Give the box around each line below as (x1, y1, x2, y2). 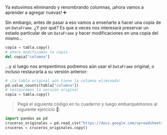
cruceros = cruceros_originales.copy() (5, 125, 88, 130)
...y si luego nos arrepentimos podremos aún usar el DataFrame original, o (5, 63, 155, 69)
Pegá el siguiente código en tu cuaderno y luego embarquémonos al (17, 101, 158, 107)
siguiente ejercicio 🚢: (17, 107, 61, 113)
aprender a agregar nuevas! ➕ (5, 9, 67, 15)
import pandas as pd (5, 116, 48, 121)
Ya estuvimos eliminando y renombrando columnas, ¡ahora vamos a (5, 4, 144, 10)
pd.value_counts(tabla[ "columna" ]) (5, 83, 79, 88)
